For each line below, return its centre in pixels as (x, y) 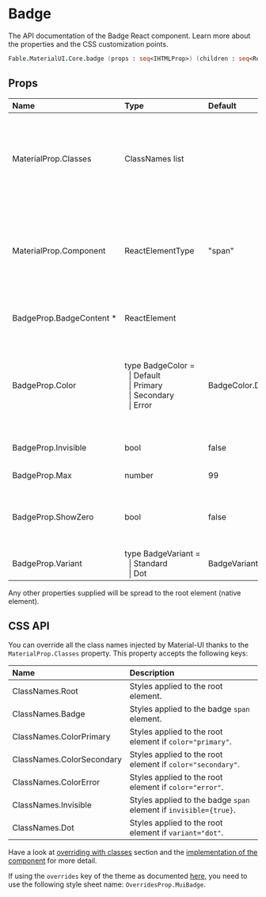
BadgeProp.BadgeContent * (65, 317)
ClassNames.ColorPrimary (61, 737)
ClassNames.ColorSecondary (67, 759)
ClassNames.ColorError (56, 782)
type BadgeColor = (160, 365)
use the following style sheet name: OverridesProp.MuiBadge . (107, 884)
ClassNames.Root (46, 691)
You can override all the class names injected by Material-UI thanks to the (129, 645)
